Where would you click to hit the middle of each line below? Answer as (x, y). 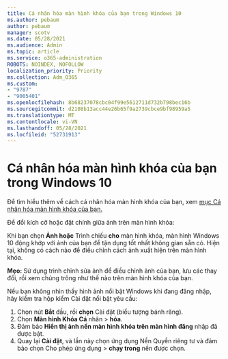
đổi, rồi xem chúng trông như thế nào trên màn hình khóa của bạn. (100, 278)
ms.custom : (23, 84)
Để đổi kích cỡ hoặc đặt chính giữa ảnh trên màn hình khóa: (91, 223)
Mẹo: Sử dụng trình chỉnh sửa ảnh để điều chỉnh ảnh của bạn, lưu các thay (112, 271)
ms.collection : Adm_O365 (42, 77)
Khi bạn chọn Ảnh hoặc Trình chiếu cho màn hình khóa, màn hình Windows (113, 236)
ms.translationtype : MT (41, 115)
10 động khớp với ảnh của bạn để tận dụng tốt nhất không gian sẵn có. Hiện (114, 243)
